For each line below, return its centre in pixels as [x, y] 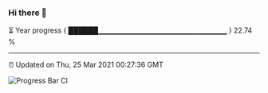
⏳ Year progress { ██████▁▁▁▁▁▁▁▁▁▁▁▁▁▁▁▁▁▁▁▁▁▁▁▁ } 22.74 [130, 30]
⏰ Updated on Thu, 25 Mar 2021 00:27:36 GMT [86, 65]
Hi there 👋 [28, 13]
